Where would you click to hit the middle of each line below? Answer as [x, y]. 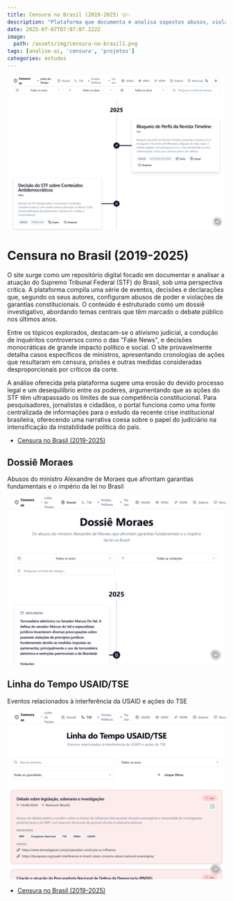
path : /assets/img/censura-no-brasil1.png [76, 44]
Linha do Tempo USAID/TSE [68, 684]
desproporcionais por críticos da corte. [63, 369]
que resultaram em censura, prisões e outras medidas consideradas [105, 362]
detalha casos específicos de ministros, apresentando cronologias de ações [116, 355]
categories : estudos [37, 59]
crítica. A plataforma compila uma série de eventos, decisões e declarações [115, 290]
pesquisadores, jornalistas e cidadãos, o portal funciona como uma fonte [112, 405]
